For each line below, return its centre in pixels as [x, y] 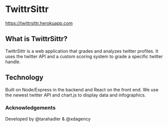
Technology [24, 78]
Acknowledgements [31, 108]
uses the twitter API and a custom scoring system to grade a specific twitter [84, 56]
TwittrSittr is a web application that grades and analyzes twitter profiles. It [82, 51]
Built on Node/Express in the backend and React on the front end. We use [82, 89]
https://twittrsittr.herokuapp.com [39, 23]
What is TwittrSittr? [36, 39]
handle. [13, 62]
